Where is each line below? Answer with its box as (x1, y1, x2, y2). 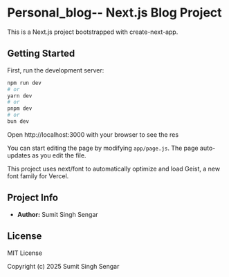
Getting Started (7, 48, 75, 59)
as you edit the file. (32, 151, 86, 160)
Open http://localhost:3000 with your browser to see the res (7, 130, 178, 139)
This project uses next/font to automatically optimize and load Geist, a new (7, 164, 220, 173)
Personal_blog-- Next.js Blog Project (7, 5, 223, 21)
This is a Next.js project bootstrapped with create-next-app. (7, 28, 178, 36)
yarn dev (7, 92, 33, 99)
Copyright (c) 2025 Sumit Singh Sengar (7, 262, 120, 270)
